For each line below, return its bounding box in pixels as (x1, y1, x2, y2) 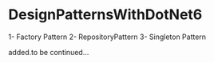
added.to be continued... (8, 47, 89, 57)
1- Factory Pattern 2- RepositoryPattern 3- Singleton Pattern (8, 32, 206, 41)
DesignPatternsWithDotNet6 (8, 6, 203, 24)
